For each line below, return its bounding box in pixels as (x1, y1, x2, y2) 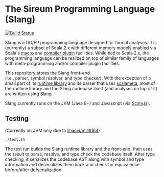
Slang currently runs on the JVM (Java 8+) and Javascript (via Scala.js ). (5, 100, 150, 106)
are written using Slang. (5, 91, 53, 97)
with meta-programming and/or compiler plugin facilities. (5, 60, 120, 66)
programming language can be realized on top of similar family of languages (5, 55, 159, 61)
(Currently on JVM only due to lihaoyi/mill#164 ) (5, 127, 100, 133)
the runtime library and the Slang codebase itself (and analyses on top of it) (5, 85, 158, 91)
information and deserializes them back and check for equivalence (5, 161, 140, 167)
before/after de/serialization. (5, 167, 63, 173)
